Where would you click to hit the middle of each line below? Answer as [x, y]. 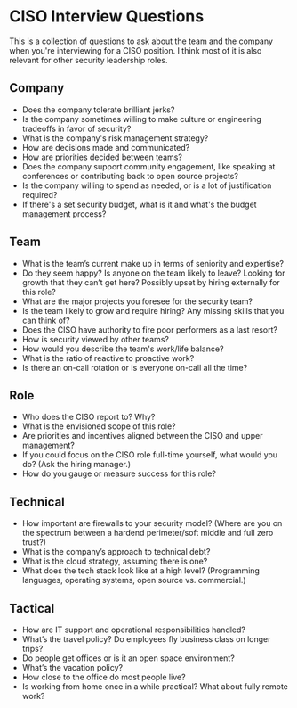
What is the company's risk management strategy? [115, 138]
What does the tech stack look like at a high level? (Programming [141, 571]
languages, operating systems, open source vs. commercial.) [134, 580]
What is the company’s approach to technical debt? [116, 552]
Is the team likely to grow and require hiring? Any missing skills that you [153, 310]
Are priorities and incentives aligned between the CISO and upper [142, 436]
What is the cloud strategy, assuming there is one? [115, 561]
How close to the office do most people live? [104, 677]
